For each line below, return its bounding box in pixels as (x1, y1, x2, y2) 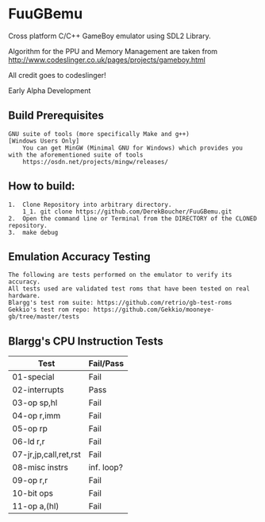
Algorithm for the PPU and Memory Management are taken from (8, 46, 218, 56)
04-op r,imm (12, 411, 61, 422)
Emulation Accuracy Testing (8, 250, 151, 263)
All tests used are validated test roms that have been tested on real (8, 285, 250, 293)
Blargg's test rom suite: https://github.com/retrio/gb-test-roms (8, 299, 232, 307)
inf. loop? (88, 462, 123, 473)
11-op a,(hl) (12, 501, 60, 512)
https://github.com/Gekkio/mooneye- (93, 306, 215, 314)
